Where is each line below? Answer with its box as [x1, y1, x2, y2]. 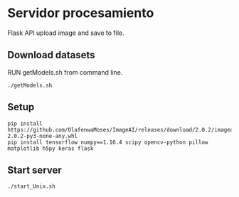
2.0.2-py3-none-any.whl [7, 132, 78, 139]
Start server [7, 164, 62, 176]
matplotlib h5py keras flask [7, 144, 94, 152]
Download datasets [7, 49, 95, 61]
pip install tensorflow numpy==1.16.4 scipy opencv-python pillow [7, 139, 208, 146]
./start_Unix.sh [7, 183, 55, 190]
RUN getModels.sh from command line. [7, 68, 123, 76]
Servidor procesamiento [7, 5, 154, 21]
